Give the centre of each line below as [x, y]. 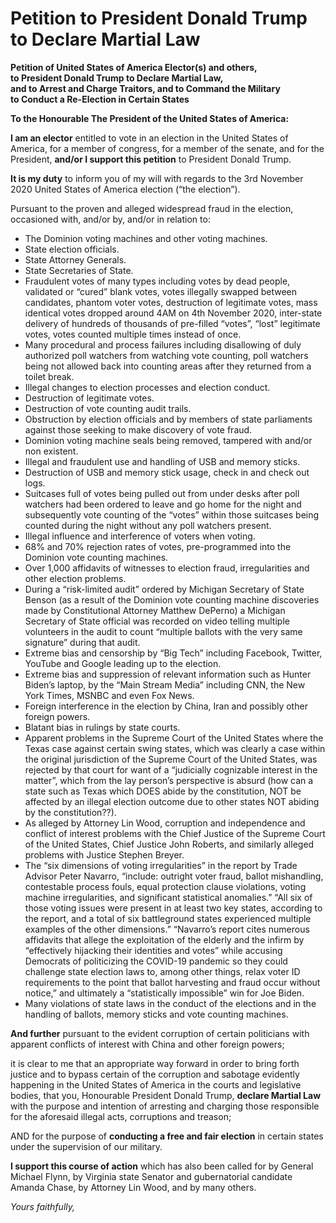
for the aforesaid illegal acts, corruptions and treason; [121, 1116]
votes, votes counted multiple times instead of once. [133, 334]
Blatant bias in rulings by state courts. [102, 727]
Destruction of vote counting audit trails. [108, 408]
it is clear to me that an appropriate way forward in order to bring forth [155, 1063]
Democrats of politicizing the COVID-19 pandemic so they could [156, 961]
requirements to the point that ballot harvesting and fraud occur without [172, 982]
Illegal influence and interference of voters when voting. [140, 536]
